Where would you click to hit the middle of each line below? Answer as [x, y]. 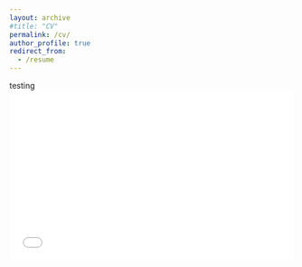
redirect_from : [38, 52]
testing [22, 86]
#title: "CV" [34, 26]
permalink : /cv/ [40, 34]
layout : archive [40, 18]
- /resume [36, 60]
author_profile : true [50, 43]
